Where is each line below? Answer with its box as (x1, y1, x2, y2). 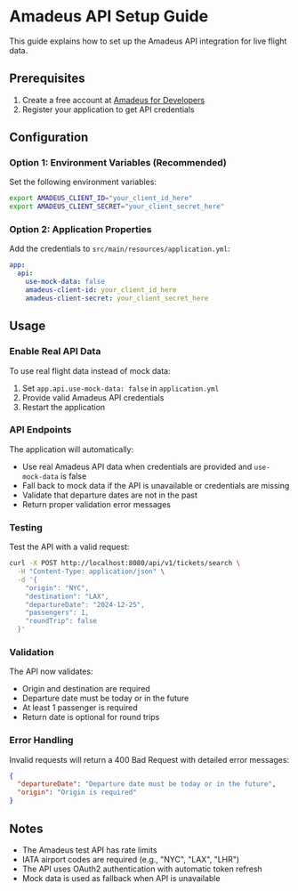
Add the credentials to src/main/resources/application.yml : (9, 243, 230, 255)
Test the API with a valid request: (9, 541, 130, 553)
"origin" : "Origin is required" (17, 788, 138, 798)
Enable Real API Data (9, 345, 101, 358)
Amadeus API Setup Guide (9, 6, 209, 27)
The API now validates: (9, 666, 93, 677)
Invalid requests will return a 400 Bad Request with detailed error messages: (9, 754, 290, 765)
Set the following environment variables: (9, 176, 157, 188)
